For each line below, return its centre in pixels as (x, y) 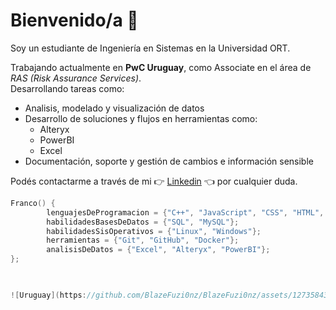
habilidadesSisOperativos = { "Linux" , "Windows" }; (154, 231)
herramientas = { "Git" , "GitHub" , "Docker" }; (143, 240)
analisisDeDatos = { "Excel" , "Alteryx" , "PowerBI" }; (158, 250)
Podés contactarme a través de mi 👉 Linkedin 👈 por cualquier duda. (154, 181)
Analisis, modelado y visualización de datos (114, 108)
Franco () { (33, 203)
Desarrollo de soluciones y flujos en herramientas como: (141, 118)
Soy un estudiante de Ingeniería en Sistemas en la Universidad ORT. (150, 48)
